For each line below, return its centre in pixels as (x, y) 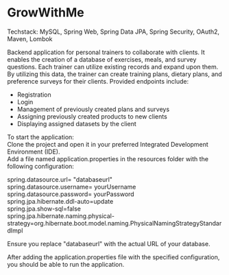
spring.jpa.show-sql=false (44, 208)
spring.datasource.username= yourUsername (72, 187)
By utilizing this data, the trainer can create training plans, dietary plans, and (115, 74)
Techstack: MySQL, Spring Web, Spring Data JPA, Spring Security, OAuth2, (113, 32)
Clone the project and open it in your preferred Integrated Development (108, 144)
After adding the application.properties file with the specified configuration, (113, 257)
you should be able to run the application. (66, 264)
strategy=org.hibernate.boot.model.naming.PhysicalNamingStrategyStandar (114, 223)
